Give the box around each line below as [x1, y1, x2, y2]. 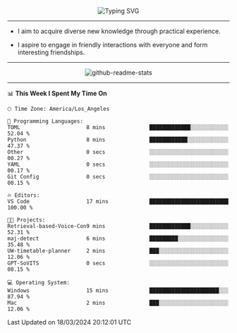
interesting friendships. [17, 48, 85, 56]
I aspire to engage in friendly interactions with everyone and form [17, 41, 208, 49]
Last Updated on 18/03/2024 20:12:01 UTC [7, 318, 132, 326]
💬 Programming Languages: [7, 118, 83, 125]
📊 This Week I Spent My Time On [7, 89, 107, 97]
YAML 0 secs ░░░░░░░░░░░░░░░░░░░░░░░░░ [7, 161, 229, 168]
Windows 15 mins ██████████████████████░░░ [7, 287, 229, 294]
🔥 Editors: [7, 192, 40, 199]
